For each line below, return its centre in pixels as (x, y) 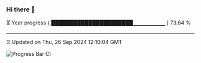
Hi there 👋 (21, 10)
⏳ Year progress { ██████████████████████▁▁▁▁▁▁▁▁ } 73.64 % (99, 23)
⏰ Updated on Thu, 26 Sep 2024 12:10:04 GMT (64, 42)
